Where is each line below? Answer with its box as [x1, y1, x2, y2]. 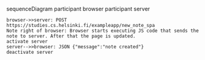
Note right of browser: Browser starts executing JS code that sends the [6, 28, 199, 34]
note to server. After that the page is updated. [6, 33, 136, 39]
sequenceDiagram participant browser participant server [6, 6, 150, 12]
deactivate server [6, 49, 53, 55]
